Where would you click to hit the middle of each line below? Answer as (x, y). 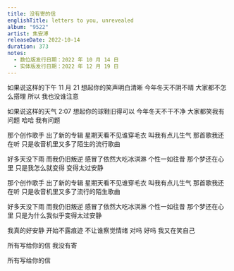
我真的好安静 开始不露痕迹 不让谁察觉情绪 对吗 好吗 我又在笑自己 (101, 230)
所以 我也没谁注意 (53, 96)
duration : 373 (28, 47)
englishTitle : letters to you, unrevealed (70, 20)
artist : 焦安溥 (28, 34)
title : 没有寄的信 (32, 14)
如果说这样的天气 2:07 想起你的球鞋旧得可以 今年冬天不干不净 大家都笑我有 (116, 111)
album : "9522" (28, 27)
